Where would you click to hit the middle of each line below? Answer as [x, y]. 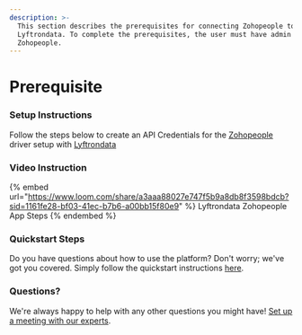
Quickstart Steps [47, 239]
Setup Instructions [51, 115]
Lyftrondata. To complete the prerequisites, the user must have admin [155, 34]
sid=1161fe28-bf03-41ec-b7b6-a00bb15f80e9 [94, 207]
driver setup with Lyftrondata [63, 144]
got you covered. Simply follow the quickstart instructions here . [127, 268]
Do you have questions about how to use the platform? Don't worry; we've [147, 259]
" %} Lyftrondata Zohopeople [233, 207]
